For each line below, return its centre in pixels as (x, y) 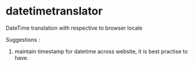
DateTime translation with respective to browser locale (74, 28)
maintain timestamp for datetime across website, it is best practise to (101, 51)
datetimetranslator (54, 11)
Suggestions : (23, 39)
